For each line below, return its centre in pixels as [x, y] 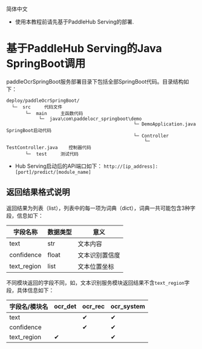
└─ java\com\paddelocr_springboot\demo [90, 119]
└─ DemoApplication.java [165, 124]
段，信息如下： [25, 215]
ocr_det [65, 306]
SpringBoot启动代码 [29, 130]
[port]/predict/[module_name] [53, 172]
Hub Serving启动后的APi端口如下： [59, 166]
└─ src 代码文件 [37, 107]
